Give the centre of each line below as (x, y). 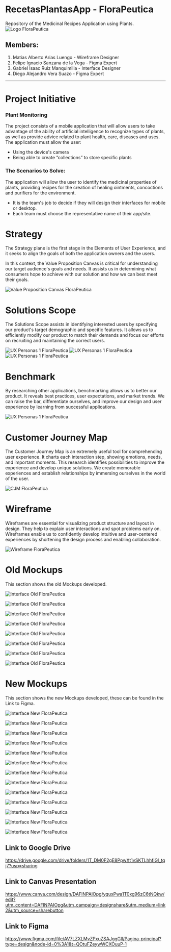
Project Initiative (41, 99)
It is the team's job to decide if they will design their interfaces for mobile (89, 203)
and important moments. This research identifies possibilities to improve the (85, 462)
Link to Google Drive (38, 848)
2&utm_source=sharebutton (34, 910)
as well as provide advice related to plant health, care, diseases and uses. (83, 137)
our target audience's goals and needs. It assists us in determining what (81, 269)
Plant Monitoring (26, 115)
